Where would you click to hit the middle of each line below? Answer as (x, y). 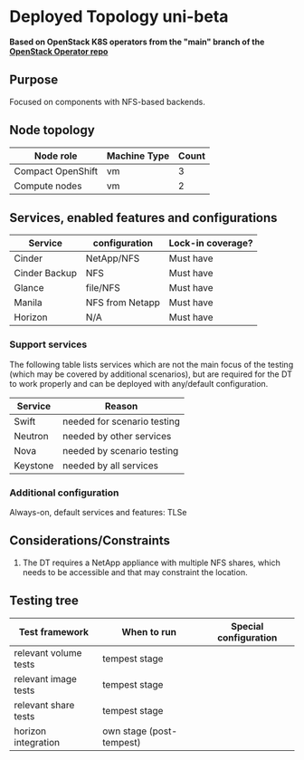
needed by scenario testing (121, 450)
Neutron (31, 436)
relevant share (44, 705)
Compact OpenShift (56, 171)
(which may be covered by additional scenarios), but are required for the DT (151, 374)
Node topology (52, 130)
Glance (29, 288)
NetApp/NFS (113, 258)
